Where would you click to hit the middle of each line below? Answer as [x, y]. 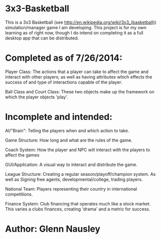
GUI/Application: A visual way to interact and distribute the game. [71, 164]
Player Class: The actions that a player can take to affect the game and [77, 72]
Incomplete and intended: [59, 117]
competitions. [19, 194]
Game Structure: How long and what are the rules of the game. [69, 140]
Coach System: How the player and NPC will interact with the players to [78, 150]
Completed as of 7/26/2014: [64, 58]
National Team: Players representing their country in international [71, 189]
